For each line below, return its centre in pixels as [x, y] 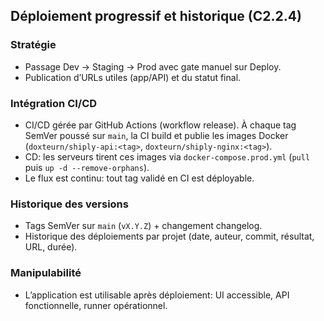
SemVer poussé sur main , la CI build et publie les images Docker [156, 135]
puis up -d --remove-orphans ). [87, 167]
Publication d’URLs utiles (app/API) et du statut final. [133, 77]
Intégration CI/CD [54, 103]
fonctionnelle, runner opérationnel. [96, 305]
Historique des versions [69, 204]
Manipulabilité [46, 273]
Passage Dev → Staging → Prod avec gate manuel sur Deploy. [153, 66]
